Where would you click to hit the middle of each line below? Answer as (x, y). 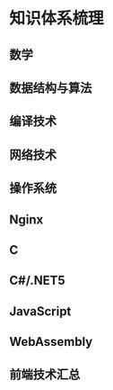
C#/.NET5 (37, 281)
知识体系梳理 (57, 18)
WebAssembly (51, 342)
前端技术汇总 (45, 375)
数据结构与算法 (51, 88)
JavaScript (40, 311)
